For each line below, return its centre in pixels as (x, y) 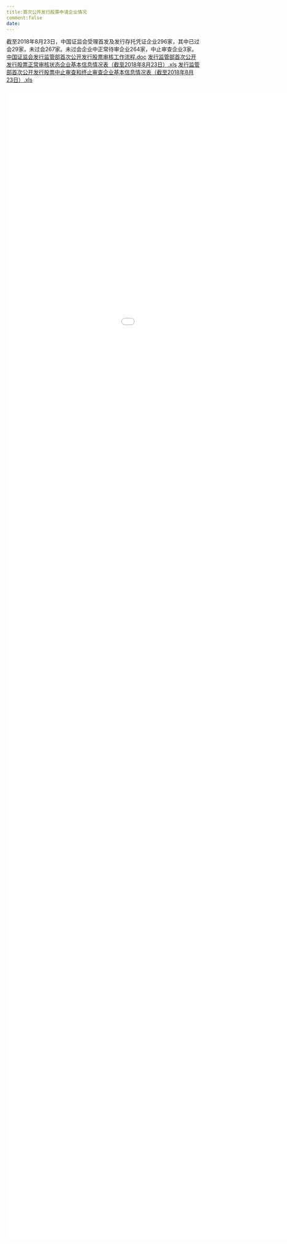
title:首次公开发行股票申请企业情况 (47, 12)
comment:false (25, 18)
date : (13, 23)
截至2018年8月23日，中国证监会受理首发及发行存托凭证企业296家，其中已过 (103, 42)
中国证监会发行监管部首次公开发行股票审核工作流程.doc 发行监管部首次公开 (101, 57)
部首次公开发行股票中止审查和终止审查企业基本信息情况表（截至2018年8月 (100, 72)
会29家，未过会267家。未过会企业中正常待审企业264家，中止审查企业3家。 (101, 49)
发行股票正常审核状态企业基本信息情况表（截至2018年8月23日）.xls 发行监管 (103, 64)
